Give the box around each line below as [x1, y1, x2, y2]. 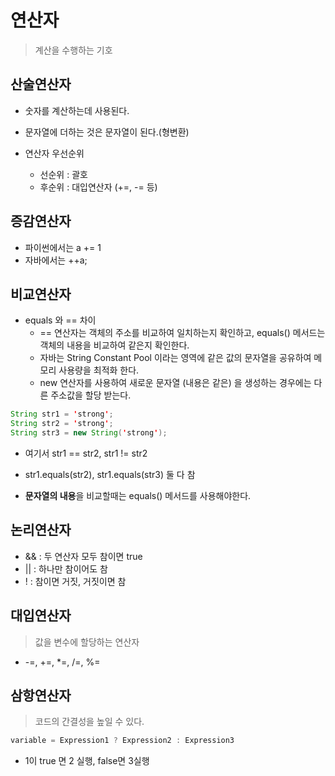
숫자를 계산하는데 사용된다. [24, 104, 130, 116]
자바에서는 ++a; [24, 254, 88, 266]
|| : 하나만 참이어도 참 [24, 562, 108, 575]
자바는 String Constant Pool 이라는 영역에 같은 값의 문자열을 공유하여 [39, 352, 312, 364]
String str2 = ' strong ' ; [10, 419, 114, 429]
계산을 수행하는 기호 [34, 44, 113, 56]
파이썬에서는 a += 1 [24, 241, 102, 253]
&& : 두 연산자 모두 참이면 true [24, 550, 143, 562]
